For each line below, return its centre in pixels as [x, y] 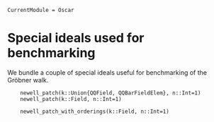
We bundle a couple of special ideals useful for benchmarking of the [107, 72]
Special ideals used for [76, 38]
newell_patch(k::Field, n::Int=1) [71, 99]
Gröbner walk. [28, 80]
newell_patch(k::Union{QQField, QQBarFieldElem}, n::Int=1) [111, 93]
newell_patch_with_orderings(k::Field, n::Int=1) [95, 111]
